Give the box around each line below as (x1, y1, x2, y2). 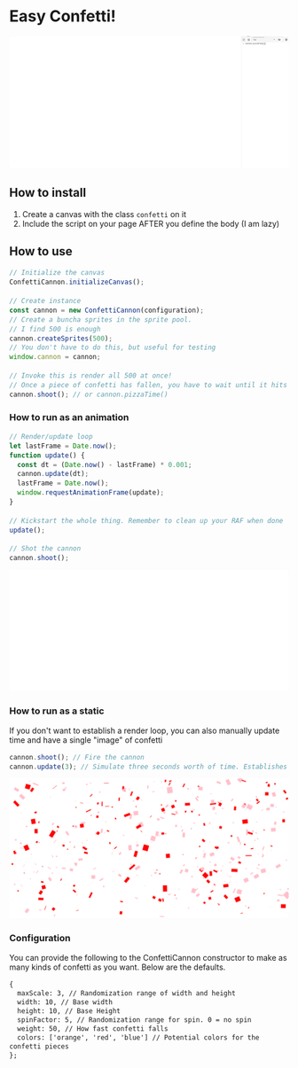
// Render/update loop (9, 432, 93, 440)
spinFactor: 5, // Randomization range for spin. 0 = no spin (17, 1015, 252, 1025)
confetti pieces (9, 1041, 69, 1051)
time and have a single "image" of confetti (9, 734, 163, 745)
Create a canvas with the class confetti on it (21, 208, 186, 219)
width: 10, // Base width (17, 997, 114, 1007)
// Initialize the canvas (9, 269, 105, 277)
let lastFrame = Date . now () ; (9, 441, 117, 450)
